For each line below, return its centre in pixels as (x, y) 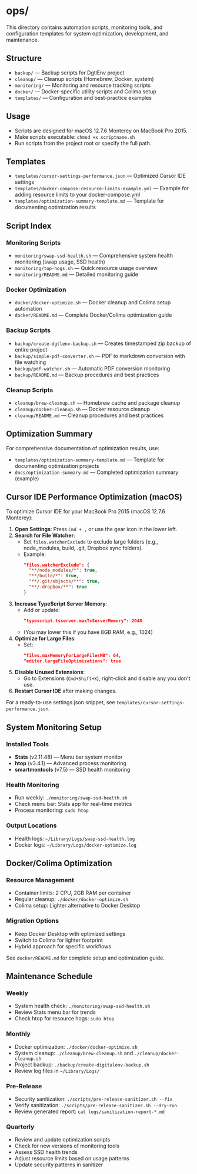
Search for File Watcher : (45, 535)
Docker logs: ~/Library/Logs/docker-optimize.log (76, 845)
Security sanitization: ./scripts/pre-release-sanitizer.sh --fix (94, 1099)
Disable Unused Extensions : (50, 672)
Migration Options (33, 921)
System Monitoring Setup (54, 727)
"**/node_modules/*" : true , (63, 570)
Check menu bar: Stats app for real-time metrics (73, 804)
